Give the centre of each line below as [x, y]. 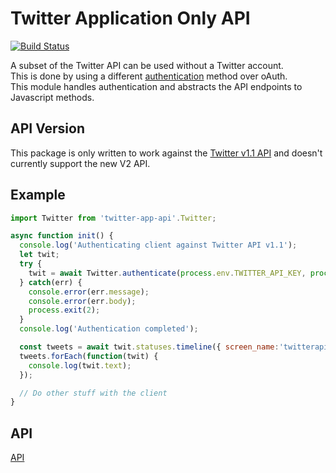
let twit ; [39, 255]
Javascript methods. [52, 97]
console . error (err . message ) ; [89, 292]
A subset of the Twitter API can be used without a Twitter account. [147, 65]
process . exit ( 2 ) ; [64, 310]
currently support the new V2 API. [80, 163]
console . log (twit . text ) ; [80, 365]
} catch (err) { [51, 282]
